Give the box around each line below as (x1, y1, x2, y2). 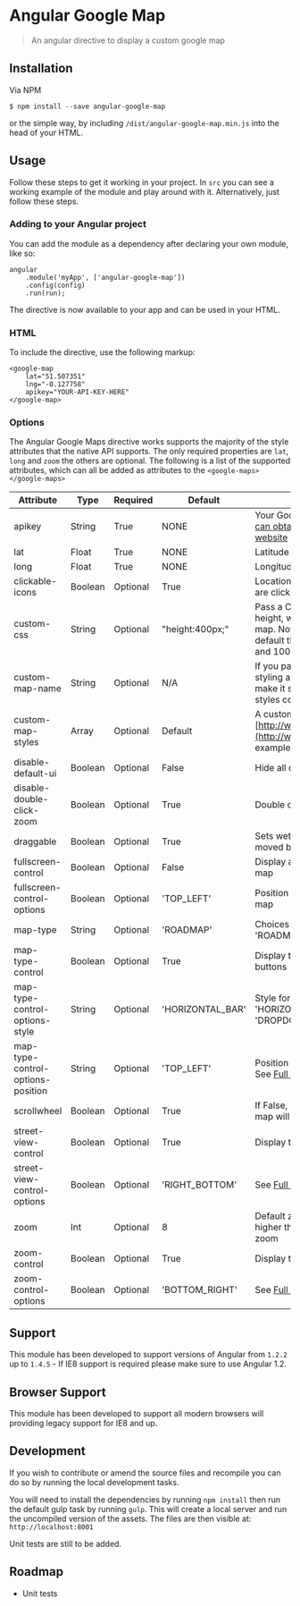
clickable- (13, 575, 58, 587)
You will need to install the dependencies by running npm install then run (9, 1494, 281, 1505)
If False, (254, 1099, 288, 1112)
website (254, 531, 288, 544)
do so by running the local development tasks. (9, 1476, 179, 1487)
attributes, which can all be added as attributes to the (9, 465, 205, 476)
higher (254, 1221, 282, 1234)
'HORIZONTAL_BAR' (162, 1003, 247, 1016)
